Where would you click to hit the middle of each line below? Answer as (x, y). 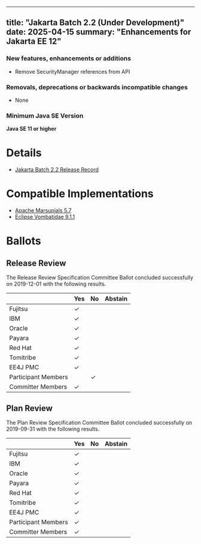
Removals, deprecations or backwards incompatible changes (97, 87)
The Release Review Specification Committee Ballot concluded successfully (100, 278)
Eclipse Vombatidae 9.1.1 (45, 217)
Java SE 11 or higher (31, 129)
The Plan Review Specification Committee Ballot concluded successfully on (99, 422)
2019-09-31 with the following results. (53, 429)
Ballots (24, 241)
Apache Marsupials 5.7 (43, 211)
